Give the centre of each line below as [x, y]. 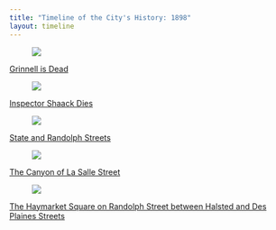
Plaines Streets [37, 216]
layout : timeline [42, 26]
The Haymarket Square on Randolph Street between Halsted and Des [138, 206]
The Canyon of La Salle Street [65, 171]
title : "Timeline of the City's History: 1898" [101, 18]
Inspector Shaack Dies [51, 103]
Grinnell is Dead [39, 69]
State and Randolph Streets [60, 137]
